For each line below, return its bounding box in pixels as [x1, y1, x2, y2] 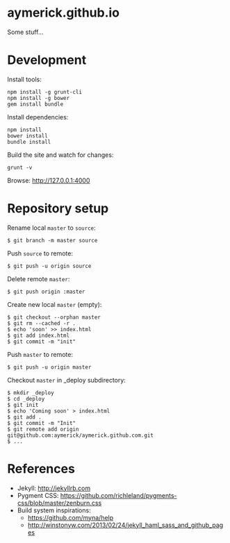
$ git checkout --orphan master [7, 314, 101, 321]
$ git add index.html [7, 332, 70, 339]
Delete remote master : [7, 274, 70, 283]
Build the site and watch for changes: [7, 151, 114, 159]
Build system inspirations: [17, 506, 92, 515]
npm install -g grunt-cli [7, 88, 82, 95]
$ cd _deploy [7, 395, 45, 402]
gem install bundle [7, 101, 64, 108]
